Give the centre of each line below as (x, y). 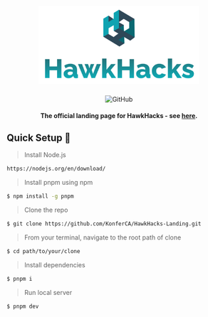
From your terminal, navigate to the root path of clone (103, 237)
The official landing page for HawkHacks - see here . (119, 115)
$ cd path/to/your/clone (43, 251)
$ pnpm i (20, 279)
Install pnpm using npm (58, 183)
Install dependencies (55, 264)
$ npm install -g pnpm (40, 197)
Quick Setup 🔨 (39, 138)
